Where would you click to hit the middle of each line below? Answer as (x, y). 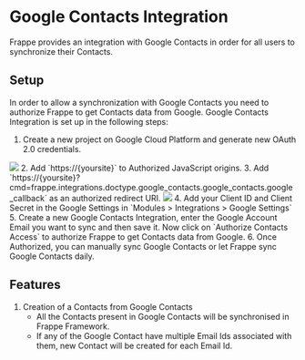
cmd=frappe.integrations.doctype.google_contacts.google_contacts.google (151, 187)
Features (35, 285)
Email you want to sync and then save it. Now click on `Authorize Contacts (149, 227)
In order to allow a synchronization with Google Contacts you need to (139, 102)
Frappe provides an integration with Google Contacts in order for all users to (152, 42)
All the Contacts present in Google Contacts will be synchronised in (163, 316)
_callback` (28, 198)
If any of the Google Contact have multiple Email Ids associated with (164, 335)
